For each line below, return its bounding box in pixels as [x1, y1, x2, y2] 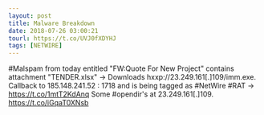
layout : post [8, 11, 52, 20]
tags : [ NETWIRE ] [8, 42, 63, 50]
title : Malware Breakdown [8, 19, 95, 27]
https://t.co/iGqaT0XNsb [8, 98, 89, 108]
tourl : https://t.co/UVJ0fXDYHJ [8, 34, 116, 43]
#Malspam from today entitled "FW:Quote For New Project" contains [8, 64, 234, 73]
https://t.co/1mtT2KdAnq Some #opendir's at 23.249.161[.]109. [8, 89, 214, 99]
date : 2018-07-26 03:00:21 [8, 27, 99, 35]
